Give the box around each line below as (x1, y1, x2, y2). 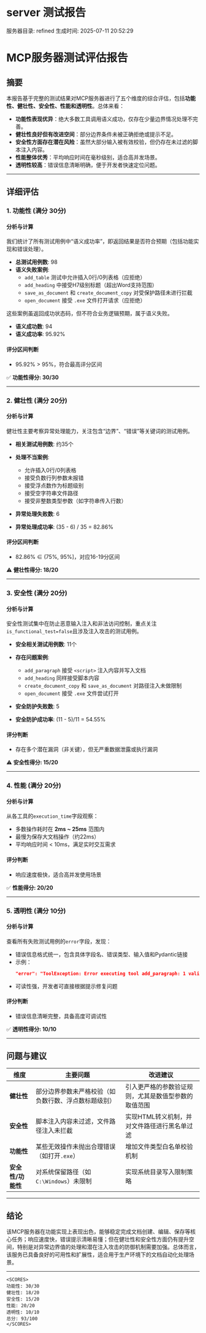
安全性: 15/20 (6, 1296, 40, 1302)
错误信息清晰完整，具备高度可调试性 (15, 1012, 107, 1020)
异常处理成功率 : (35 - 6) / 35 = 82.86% (15, 523, 113, 531)
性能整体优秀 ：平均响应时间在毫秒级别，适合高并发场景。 (15, 153, 161, 161)
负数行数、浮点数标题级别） (36, 1096, 116, 1105)
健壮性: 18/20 (6, 1289, 40, 1296)
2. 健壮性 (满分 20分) (6, 396, 67, 405)
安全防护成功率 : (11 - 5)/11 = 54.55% (15, 716, 106, 723)
